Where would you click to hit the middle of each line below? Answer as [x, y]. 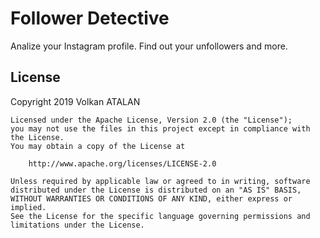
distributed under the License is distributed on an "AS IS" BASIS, [156, 190]
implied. [28, 207]
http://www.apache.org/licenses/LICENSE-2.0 [122, 163]
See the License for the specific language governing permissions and [160, 216]
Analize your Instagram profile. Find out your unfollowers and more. [149, 46]
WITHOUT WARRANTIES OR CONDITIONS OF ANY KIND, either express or [151, 198]
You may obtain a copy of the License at [98, 146]
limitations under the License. [77, 225]
